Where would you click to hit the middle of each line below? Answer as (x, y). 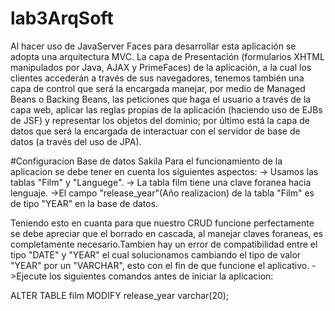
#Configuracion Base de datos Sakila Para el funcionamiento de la (146, 161)
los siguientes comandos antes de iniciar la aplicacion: (161, 276)
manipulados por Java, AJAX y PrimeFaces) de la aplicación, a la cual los (161, 67)
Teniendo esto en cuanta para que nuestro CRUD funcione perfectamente (162, 223)
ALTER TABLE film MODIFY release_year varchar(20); (120, 295)
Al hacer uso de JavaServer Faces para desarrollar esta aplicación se (153, 46)
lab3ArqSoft (62, 18)
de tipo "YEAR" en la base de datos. (84, 203)
